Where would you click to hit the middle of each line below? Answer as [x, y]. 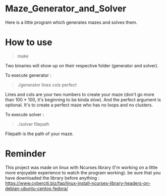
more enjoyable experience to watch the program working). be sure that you [83, 172]
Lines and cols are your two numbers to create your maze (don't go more [80, 94]
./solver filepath [33, 124]
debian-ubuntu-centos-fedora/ [37, 188]
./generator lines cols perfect [47, 85]
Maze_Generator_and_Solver [66, 9]
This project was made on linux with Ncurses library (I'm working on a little [81, 167]
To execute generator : [28, 75]
